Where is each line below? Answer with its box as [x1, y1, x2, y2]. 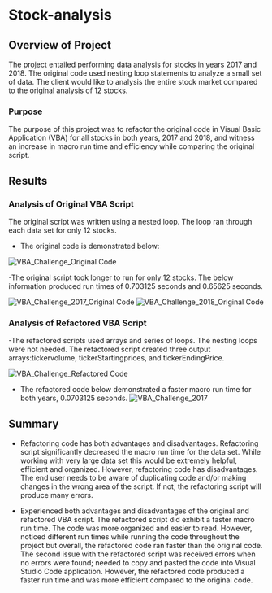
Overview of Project [8, 38, 112, 52]
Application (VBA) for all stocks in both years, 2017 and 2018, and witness [8, 133, 255, 143]
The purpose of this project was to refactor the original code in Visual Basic [8, 124, 261, 134]
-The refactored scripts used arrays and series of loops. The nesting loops [8, 336, 257, 346]
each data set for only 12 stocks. [8, 225, 118, 235]
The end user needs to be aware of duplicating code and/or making [19, 473, 247, 483]
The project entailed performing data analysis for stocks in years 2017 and [8, 59, 257, 69]
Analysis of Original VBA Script [8, 198, 134, 209]
